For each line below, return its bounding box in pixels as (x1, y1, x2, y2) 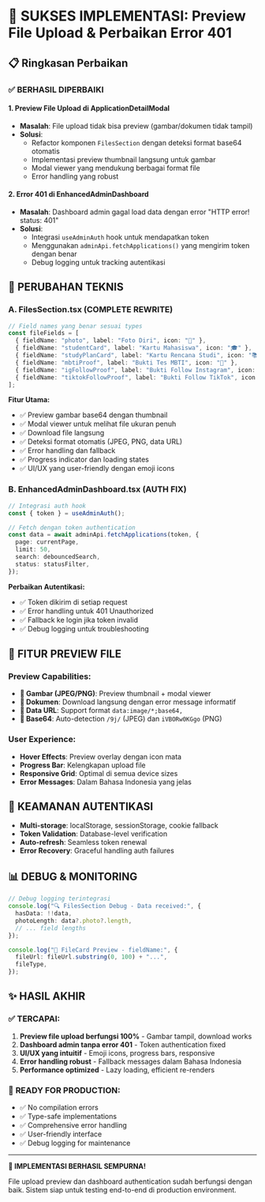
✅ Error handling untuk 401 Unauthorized (19, 606, 154, 616)
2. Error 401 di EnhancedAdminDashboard (8, 190, 149, 199)
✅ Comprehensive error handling (19, 1120, 128, 1129)
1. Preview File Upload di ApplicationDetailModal (8, 104, 170, 113)
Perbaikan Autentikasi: (8, 582, 85, 591)
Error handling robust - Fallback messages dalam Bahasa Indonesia (19, 1057, 242, 1066)
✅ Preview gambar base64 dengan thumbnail (19, 410, 168, 420)
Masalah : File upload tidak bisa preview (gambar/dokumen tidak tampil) (19, 121, 253, 130)
